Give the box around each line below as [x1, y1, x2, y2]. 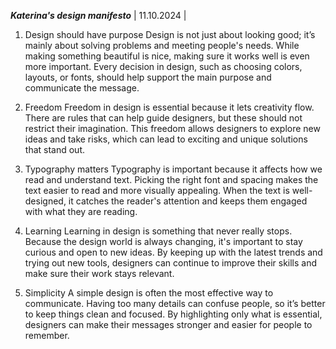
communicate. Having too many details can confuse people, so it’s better [24, 298, 326, 309]
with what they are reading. [24, 206, 138, 217]
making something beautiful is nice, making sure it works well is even [24, 50, 310, 62]
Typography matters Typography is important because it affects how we [24, 163, 323, 175]
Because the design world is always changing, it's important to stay [24, 236, 303, 247]
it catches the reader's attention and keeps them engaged [68, 195, 308, 207]
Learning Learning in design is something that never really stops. [24, 225, 293, 237]
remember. [24, 330, 70, 341]
